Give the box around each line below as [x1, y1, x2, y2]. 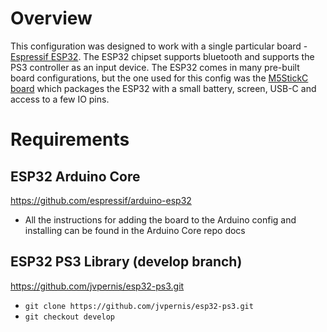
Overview [10, 7, 93, 30]
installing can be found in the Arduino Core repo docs [24, 224, 246, 236]
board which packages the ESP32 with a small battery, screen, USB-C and [10, 82, 317, 94]
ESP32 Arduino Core [10, 168, 141, 185]
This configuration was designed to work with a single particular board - [10, 40, 308, 52]
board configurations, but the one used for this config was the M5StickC [10, 72, 309, 84]
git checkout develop [24, 312, 115, 322]
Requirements [10, 128, 130, 151]
